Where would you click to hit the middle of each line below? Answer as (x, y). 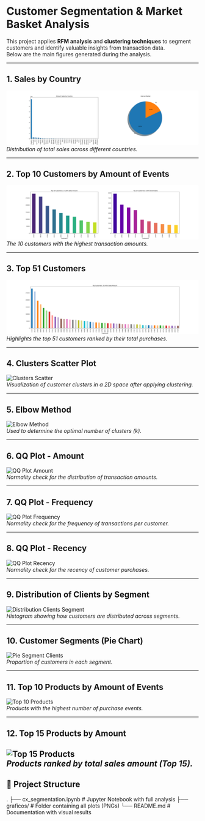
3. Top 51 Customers (46, 268)
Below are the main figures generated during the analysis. (79, 54)
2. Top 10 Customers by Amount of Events (88, 174)
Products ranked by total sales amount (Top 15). (100, 763)
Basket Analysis (48, 24)
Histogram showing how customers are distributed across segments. (93, 616)
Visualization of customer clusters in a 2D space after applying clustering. (100, 384)
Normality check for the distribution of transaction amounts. (82, 477)
